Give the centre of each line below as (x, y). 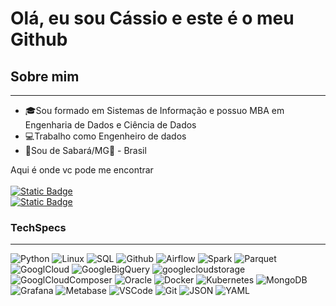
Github (39, 39)
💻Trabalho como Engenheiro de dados (105, 136)
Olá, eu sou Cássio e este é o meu (152, 18)
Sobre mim (45, 76)
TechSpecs (38, 227)
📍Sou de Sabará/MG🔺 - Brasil (85, 150)
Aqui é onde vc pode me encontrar (82, 170)
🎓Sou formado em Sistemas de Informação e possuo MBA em (154, 110)
